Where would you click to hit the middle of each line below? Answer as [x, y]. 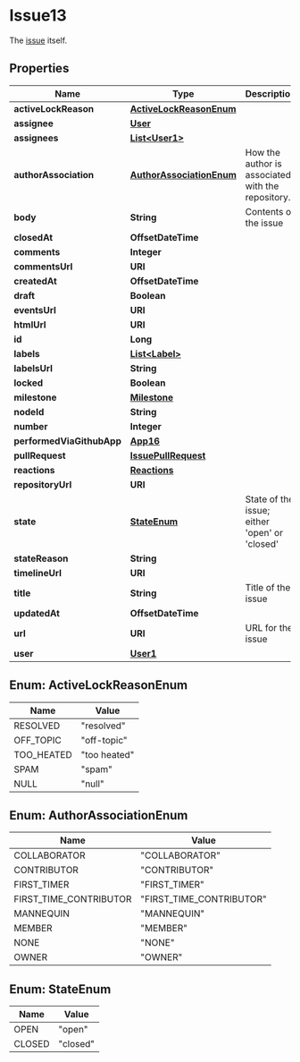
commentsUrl [43, 267]
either [257, 522]
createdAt [36, 281]
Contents [264, 211]
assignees [36, 138]
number [31, 426]
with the [262, 186]
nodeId [29, 412]
